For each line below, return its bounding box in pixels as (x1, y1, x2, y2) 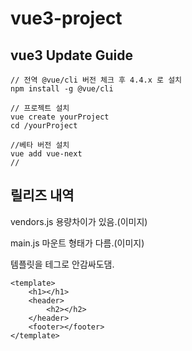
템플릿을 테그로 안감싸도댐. (10, 258, 115, 270)
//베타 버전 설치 (10, 140, 70, 150)
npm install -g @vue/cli (10, 84, 114, 94)
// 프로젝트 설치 (10, 103, 70, 113)
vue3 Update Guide (10, 47, 133, 64)
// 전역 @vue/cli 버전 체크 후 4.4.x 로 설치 (10, 75, 183, 85)
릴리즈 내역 (10, 187, 75, 204)
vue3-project (10, 7, 123, 30)
